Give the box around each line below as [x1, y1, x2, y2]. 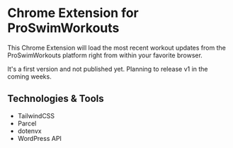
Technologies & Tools [7, 93, 104, 105]
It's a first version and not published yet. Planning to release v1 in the [7, 64, 208, 73]
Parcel [17, 119, 37, 127]
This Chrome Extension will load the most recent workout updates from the [7, 43, 227, 52]
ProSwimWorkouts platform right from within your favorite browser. [7, 51, 203, 59]
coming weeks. [7, 72, 52, 81]
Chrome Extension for [7, 5, 140, 21]
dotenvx [17, 126, 42, 135]
